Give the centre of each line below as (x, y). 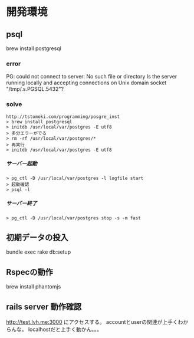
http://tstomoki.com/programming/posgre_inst (63, 117)
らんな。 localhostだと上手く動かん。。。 (54, 329)
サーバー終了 (22, 204)
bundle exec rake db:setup (39, 252)
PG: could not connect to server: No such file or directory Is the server (92, 77)
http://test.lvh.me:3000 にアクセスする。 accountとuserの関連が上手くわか (97, 321)
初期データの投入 (37, 237)
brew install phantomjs (34, 287)
